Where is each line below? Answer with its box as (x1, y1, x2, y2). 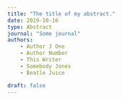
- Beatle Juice (20, 69, 65, 76)
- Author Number (20, 50, 69, 57)
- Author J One (20, 43, 65, 50)
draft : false (7, 82, 46, 89)
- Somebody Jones (20, 63, 72, 70)
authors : (7, 37, 33, 44)
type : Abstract (7, 23, 52, 30)
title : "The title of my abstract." (7, 10, 116, 18)
